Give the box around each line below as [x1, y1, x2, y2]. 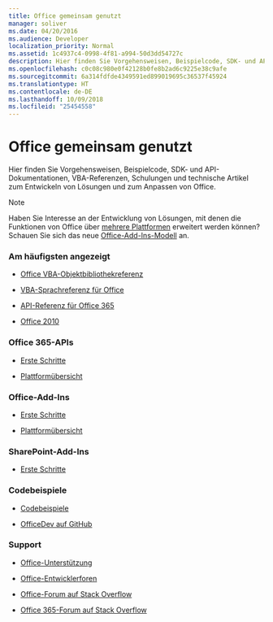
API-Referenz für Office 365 [19, 301, 115, 311]
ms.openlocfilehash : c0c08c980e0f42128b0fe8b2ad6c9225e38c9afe [8, 65, 227, 73]
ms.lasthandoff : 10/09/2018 [8, 95, 104, 103]
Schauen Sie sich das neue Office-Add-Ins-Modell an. [8, 231, 189, 241]
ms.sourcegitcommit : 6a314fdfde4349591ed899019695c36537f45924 [8, 72, 227, 80]
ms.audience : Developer [8, 34, 89, 43]
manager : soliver [8, 20, 67, 28]
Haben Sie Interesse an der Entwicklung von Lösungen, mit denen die [8, 213, 241, 224]
